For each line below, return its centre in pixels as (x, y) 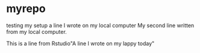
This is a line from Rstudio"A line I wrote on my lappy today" (80, 43)
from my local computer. (37, 31)
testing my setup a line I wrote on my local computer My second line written (100, 25)
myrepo (26, 9)
